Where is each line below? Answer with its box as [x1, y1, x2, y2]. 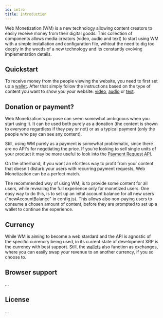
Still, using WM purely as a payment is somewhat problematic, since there [5, 141, 153, 147]
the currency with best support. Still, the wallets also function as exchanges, [5, 244, 158, 250]
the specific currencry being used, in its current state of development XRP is [5, 238, 159, 244]
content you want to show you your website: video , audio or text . [5, 88, 135, 94]
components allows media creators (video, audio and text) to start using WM [5, 35, 159, 42]
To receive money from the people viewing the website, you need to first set [5, 78, 158, 84]
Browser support [5, 268, 57, 276]
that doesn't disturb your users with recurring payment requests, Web [5, 166, 145, 171]
